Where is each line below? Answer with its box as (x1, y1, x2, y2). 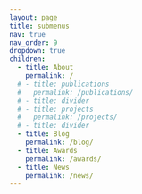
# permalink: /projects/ (17, 113, 118, 122)
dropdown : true (9, 46, 66, 55)
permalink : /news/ (25, 171, 94, 180)
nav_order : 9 (9, 38, 58, 47)
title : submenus (9, 21, 70, 30)
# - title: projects (17, 105, 94, 114)
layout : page (9, 13, 58, 22)
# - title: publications (17, 80, 110, 89)
